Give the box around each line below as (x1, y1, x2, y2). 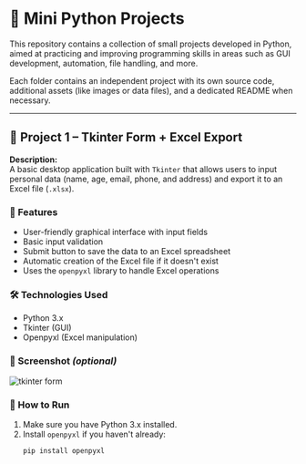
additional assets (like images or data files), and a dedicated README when (9, 85, 293, 96)
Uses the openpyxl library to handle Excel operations (22, 265, 219, 276)
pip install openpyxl (22, 446, 105, 455)
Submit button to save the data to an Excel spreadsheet (22, 246, 231, 257)
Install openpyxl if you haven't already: (22, 428, 167, 439)
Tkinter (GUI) (22, 323, 72, 334)
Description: (9, 154, 57, 165)
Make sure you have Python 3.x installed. (22, 418, 178, 429)
